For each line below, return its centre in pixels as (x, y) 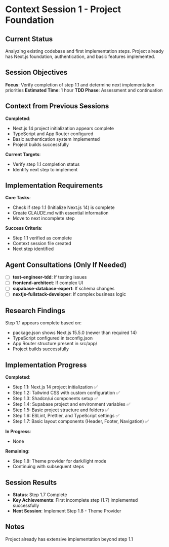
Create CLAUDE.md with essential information (60, 213)
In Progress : (18, 432)
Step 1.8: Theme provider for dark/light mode (59, 461)
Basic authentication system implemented (56, 139)
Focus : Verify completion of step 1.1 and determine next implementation (80, 84)
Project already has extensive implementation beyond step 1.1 (69, 539)
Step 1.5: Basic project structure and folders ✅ (61, 410)
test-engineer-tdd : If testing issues (50, 277)
